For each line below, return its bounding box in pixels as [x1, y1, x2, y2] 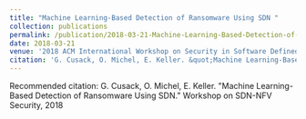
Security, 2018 [9, 100, 64, 110]
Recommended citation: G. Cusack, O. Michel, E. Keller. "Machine [9, 81, 255, 91]
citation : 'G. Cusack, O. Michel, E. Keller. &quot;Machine [9, 55, 243, 64]
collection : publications [9, 22, 107, 31]
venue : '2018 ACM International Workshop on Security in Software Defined [9, 47, 300, 56]
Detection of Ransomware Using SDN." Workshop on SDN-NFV [35, 90, 272, 101]
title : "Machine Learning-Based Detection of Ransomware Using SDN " [9, 13, 280, 23]
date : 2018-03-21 [9, 38, 76, 48]
